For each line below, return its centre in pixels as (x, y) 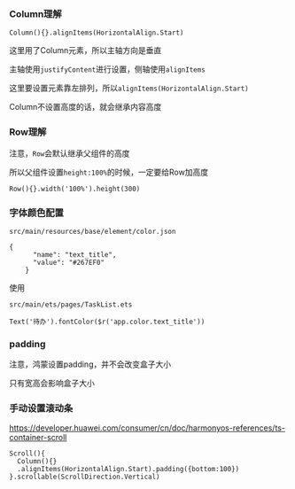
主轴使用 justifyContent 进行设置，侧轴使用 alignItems (107, 69)
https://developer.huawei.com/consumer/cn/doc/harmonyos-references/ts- (147, 428)
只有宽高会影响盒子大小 (52, 384)
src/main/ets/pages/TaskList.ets (71, 304)
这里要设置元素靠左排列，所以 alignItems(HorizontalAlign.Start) (129, 88)
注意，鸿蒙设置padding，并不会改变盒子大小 (90, 364)
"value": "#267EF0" (68, 262)
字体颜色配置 (37, 213)
